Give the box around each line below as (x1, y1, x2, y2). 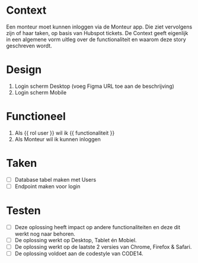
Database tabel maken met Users (14, 176, 97, 183)
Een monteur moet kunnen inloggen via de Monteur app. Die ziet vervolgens (6, 23, 193, 30)
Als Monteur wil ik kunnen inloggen (14, 135, 101, 142)
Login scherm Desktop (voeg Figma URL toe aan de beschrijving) (14, 83, 175, 90)
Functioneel (6, 110, 66, 123)
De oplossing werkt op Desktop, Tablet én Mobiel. (14, 236, 137, 243)
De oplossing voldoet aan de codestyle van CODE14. (14, 250, 143, 257)
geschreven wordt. (6, 42, 52, 49)
